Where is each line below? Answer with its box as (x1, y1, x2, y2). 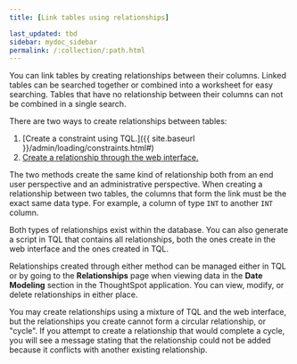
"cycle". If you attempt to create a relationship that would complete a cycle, (9, 326, 285, 336)
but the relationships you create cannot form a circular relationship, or (9, 316, 266, 327)
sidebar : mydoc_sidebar (9, 37, 98, 46)
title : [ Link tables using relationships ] (9, 12, 169, 22)
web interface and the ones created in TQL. (9, 244, 169, 254)
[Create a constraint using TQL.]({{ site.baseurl (21, 133, 195, 144)
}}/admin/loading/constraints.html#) (21, 143, 154, 153)
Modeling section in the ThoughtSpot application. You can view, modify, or (9, 280, 285, 291)
